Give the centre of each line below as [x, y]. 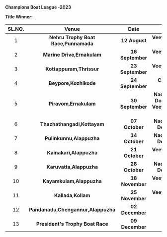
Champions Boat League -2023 [38, 7]
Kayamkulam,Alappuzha [72, 181]
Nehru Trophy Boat [72, 37]
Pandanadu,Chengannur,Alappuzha [72, 209]
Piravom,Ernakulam [72, 104]
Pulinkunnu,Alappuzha [72, 138]
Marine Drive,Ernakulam [72, 55]
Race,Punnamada [72, 43]
